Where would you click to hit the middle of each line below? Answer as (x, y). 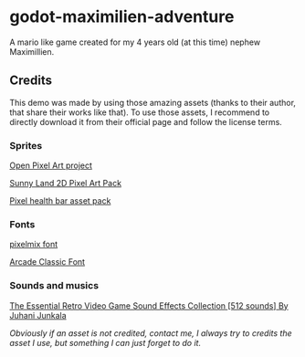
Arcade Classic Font (47, 262)
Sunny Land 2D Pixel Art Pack (65, 184)
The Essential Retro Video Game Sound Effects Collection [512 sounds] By (149, 305)
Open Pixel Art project (51, 165)
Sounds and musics (54, 286)
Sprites (26, 145)
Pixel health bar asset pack (60, 201)
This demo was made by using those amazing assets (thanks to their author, (153, 102)
